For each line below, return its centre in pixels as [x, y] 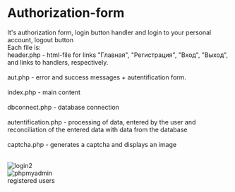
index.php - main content [44, 92]
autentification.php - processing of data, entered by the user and [102, 122]
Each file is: [24, 47]
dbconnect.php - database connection [64, 107]
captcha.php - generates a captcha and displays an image [92, 144]
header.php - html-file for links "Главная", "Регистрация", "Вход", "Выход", [117, 55]
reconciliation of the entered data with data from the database [97, 129]
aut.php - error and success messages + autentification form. [97, 77]
